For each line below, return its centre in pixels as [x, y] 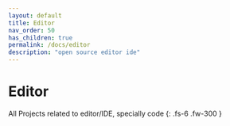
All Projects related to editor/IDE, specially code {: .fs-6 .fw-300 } [115, 113]
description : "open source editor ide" [74, 52]
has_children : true [41, 38]
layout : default [35, 15]
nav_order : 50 [32, 30]
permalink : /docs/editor [49, 45]
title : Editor [32, 23]
